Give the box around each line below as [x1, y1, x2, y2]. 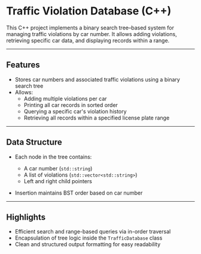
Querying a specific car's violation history [23, 107, 127, 115]
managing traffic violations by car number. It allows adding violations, [6, 30, 178, 37]
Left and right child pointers [23, 177, 93, 184]
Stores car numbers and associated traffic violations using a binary [14, 76, 181, 83]
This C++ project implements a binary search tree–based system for [6, 24, 175, 31]
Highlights [6, 212, 46, 222]
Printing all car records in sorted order [23, 101, 118, 109]
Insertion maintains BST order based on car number [14, 189, 143, 196]
